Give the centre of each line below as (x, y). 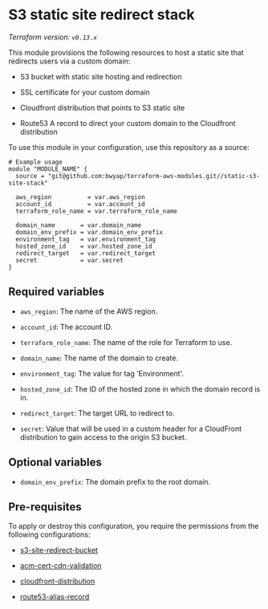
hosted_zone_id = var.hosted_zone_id (84, 246)
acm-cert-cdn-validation (61, 566)
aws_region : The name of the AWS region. (89, 311)
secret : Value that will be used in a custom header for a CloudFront (131, 428)
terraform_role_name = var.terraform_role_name (97, 211)
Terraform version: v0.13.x (53, 37)
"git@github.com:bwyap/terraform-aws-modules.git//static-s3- (154, 176)
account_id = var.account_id (81, 204)
